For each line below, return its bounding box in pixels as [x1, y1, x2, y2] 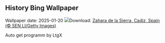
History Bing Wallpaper [5, 4, 79, 12]
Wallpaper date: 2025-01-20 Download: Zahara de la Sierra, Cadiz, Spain [5, 17, 160, 23]
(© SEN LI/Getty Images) [5, 22, 56, 28]
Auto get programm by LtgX [5, 32, 62, 38]
